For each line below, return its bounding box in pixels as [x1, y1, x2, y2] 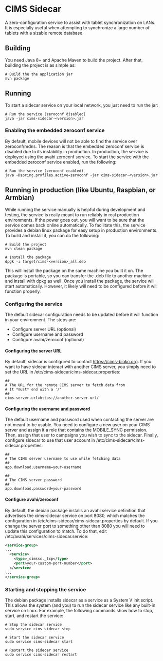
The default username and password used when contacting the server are [5, 416, 154, 423]
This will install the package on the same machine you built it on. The [5, 268, 144, 273]
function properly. [5, 288, 41, 294]
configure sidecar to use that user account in [5, 437, 95, 443]
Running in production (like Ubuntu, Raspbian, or [5, 186, 156, 194]
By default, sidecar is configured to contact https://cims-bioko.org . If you [5, 359, 152, 365]
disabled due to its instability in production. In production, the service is [5, 148, 148, 154]
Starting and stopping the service [5, 586, 86, 593]
